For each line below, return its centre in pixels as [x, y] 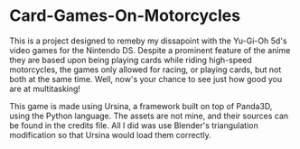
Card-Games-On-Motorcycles [125, 16]
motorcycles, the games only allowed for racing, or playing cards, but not [145, 70]
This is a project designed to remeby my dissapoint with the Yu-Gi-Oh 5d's [148, 41]
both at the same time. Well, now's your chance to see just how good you [146, 79]
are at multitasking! [45, 88]
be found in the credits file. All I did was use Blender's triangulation [134, 125]
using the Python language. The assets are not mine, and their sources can [149, 116]
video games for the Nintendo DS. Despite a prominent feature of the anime [150, 50]
